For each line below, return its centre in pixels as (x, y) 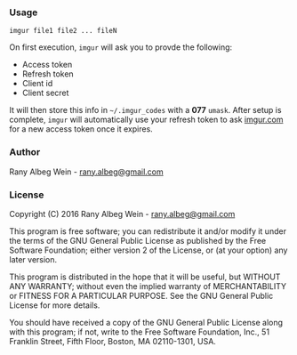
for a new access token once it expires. (81, 129)
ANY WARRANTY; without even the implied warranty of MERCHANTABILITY (148, 286)
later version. (33, 259)
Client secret (45, 93)
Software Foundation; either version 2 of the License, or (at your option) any (148, 250)
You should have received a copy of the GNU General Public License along (146, 322)
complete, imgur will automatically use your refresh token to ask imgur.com (146, 120)
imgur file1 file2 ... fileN (63, 31)
